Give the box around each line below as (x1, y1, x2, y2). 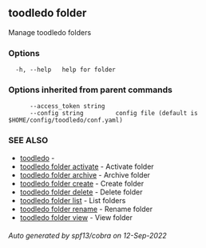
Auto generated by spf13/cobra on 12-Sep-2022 (8, 231, 167, 241)
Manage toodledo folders (8, 27, 92, 37)
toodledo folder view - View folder (19, 212, 133, 222)
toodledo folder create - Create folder (19, 178, 145, 188)
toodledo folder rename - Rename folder (19, 204, 153, 214)
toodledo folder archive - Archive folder (19, 170, 150, 179)
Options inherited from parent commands (8, 84, 173, 95)
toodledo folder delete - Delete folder (19, 187, 143, 197)
